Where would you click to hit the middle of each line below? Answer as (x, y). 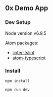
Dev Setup (18, 22)
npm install (17, 81)
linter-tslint (23, 52)
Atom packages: (22, 43)
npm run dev (17, 90)
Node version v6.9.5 (26, 33)
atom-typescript (29, 58)
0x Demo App (27, 8)
